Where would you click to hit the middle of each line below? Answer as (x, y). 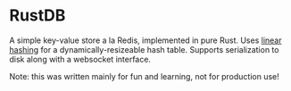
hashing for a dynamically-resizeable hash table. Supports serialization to (144, 49)
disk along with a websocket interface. (80, 59)
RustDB (37, 16)
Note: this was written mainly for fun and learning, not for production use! (144, 76)
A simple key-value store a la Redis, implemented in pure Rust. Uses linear (145, 40)
